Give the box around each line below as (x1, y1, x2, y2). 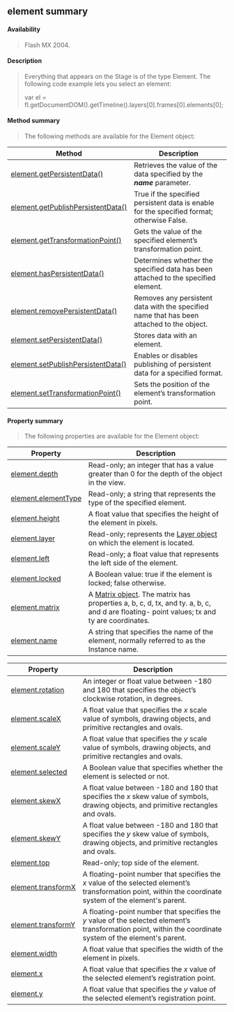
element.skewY (10, 834, 61, 844)
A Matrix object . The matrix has (88, 589, 191, 599)
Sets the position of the (134, 380, 210, 389)
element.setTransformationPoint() (10, 388, 121, 397)
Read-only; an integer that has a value (88, 460, 214, 470)
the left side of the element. (88, 558, 178, 568)
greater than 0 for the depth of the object (88, 469, 223, 479)
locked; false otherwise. (88, 578, 166, 588)
